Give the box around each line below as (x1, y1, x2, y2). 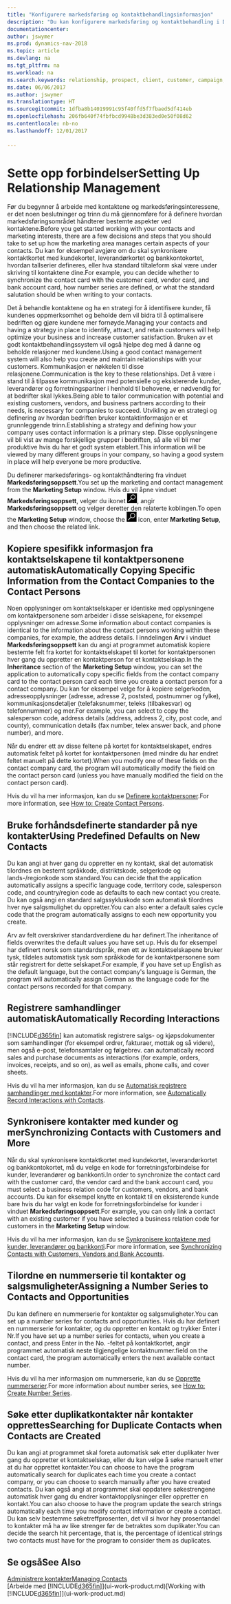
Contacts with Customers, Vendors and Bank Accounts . (7, 1250, 165, 1258)
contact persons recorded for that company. (7, 982, 133, 991)
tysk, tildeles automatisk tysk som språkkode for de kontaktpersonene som (7, 953, 220, 962)
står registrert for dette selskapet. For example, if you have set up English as (7, 960, 222, 968)
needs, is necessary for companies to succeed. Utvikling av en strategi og (7, 407, 218, 415)
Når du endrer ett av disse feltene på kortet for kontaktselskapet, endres (7, 742, 212, 751)
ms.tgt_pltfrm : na (7, 62, 60, 69)
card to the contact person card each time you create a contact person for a (7, 678, 223, 686)
